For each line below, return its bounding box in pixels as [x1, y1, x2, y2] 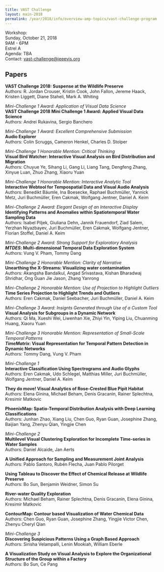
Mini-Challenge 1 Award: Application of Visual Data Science [5, 103, 127, 109]
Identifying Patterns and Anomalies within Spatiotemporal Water [5, 210, 140, 215]
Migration [5, 159, 26, 165]
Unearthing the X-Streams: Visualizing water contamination [5, 265, 130, 271]
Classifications [5, 411, 37, 417]
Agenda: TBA [5, 51, 32, 57]
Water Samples [5, 441, 37, 448]
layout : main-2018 [5, 12, 43, 17]
